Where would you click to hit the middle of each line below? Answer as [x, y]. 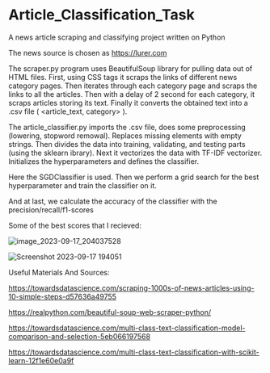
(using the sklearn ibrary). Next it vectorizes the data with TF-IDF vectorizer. [135, 153]
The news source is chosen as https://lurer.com [88, 52]
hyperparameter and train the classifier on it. [82, 185]
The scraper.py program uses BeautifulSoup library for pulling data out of [131, 68]
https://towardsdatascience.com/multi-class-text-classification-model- [127, 328]
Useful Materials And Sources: [59, 272]
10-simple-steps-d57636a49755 [63, 296]
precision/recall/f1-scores [51, 210]
